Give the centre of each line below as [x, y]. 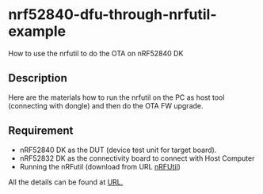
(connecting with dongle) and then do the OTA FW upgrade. [106, 105]
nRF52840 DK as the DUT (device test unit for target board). [118, 150]
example [37, 31]
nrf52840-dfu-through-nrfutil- [112, 15]
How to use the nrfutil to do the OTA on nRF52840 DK [96, 53]
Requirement [41, 131]
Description [38, 78]
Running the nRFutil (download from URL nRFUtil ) [100, 166]
